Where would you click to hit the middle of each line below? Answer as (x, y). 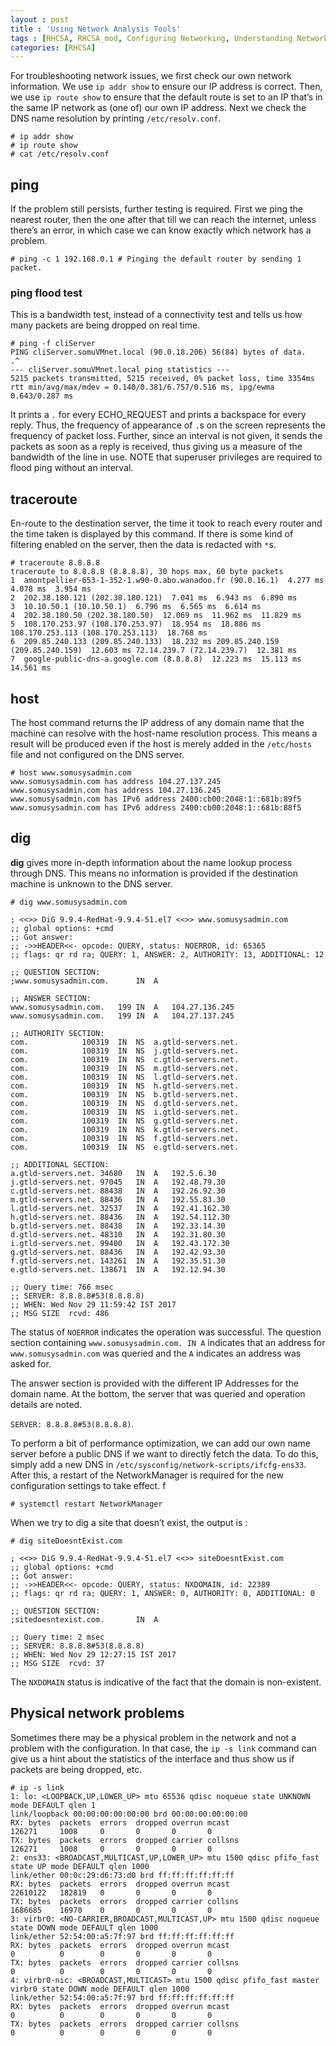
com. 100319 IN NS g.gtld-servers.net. (125, 1121)
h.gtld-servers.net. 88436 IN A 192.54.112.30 (120, 1217)
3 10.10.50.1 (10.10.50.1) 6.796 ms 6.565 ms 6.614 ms (136, 607)
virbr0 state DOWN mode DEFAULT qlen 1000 (100, 1989)
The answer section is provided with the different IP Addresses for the (155, 1383)
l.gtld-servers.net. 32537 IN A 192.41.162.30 (120, 1208)
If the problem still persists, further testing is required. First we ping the (156, 209)
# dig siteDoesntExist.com (66, 1541)
